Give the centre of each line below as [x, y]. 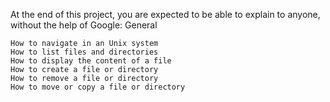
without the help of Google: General [84, 25]
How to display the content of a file [91, 61]
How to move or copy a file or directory [98, 87]
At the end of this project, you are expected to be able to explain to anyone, [165, 14]
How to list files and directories [84, 52]
